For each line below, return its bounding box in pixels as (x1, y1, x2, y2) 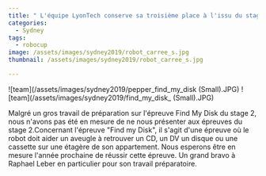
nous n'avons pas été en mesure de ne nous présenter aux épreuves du (8, 117, 243, 126)
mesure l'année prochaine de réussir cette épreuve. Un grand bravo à (8, 150, 236, 159)
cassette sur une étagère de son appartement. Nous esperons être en (8, 142, 236, 151)
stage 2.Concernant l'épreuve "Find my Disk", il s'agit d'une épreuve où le (8, 124, 249, 135)
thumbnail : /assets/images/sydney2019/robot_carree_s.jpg (8, 56, 203, 64)
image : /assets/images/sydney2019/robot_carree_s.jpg (8, 48, 190, 56)
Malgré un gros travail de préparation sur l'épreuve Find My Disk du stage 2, (8, 108, 257, 117)
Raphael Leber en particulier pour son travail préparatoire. (8, 159, 198, 168)
